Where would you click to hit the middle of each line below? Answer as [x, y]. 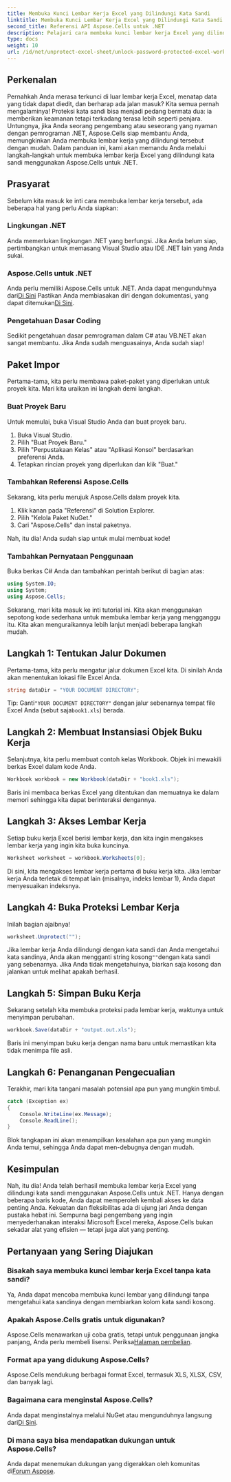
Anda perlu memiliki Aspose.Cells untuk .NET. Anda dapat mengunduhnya [112, 288]
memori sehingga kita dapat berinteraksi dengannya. [82, 800]
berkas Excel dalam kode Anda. [52, 767]
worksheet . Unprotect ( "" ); [44, 937]
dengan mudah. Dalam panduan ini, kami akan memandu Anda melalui [107, 147]
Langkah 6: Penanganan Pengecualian [91, 1072]
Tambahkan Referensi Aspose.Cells [68, 482]
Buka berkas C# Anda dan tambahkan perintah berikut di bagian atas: [106, 571]
